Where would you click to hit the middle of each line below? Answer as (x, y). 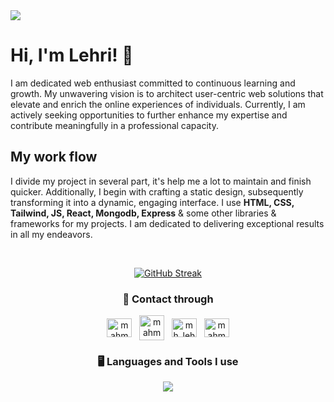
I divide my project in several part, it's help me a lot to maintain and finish (161, 181)
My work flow (54, 157)
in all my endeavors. (51, 234)
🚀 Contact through (168, 299)
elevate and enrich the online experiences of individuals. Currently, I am (158, 104)
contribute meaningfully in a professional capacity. (114, 125)
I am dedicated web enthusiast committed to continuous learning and (153, 83)
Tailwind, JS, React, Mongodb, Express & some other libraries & (143, 213)
